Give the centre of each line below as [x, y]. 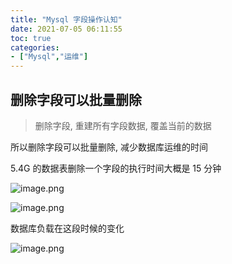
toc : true [31, 38]
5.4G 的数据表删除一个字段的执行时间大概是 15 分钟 [116, 168]
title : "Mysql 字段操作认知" [66, 19]
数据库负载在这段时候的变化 [67, 228]
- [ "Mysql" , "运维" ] [49, 57]
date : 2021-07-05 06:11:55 [66, 29]
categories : [35, 47]
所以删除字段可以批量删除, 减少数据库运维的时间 [109, 147]
